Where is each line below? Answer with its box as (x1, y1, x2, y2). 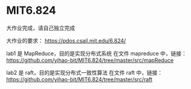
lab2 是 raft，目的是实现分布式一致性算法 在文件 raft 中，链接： (6, 69, 163, 76)
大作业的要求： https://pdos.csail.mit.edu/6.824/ (6, 37, 127, 44)
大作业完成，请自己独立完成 (6, 24, 75, 31)
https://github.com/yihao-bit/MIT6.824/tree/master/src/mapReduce (6, 57, 174, 64)
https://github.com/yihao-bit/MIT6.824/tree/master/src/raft (6, 76, 152, 83)
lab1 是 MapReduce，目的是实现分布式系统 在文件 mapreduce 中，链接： (6, 49, 187, 57)
